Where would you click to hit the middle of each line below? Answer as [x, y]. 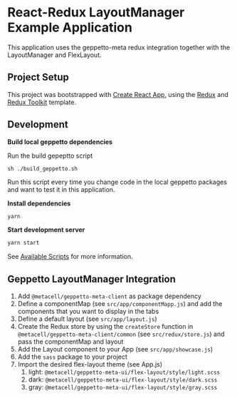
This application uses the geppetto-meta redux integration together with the [118, 47]
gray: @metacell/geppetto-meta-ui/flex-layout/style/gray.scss [123, 387]
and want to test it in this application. [61, 189]
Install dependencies [39, 203]
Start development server [46, 230]
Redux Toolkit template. [42, 102]
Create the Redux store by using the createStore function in [105, 327]
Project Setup [38, 77]
